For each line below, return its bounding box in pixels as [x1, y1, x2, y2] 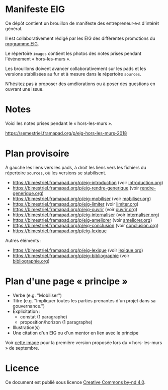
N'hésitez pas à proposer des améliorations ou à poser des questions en [5, 81, 156, 87]
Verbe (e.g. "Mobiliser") [12, 292, 62, 298]
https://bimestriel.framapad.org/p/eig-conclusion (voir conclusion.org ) [12, 222, 159, 228]
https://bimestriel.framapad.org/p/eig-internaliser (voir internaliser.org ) [12, 212, 159, 218]
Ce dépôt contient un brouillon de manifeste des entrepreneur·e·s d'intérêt [5, 20, 159, 26]
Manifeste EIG [5, 4, 65, 15]
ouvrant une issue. [5, 86, 44, 92]
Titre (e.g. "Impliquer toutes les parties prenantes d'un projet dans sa [12, 297, 156, 303]
